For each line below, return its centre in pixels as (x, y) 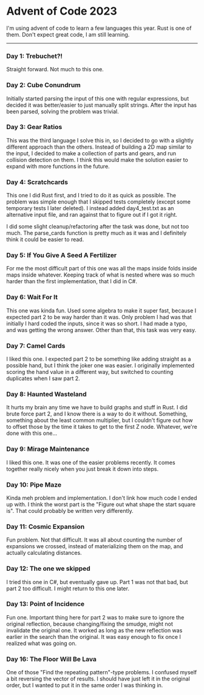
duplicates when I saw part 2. (43, 378)
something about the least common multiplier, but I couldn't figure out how (100, 420)
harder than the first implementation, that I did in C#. (72, 281)
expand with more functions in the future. (58, 166)
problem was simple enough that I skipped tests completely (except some (99, 202)
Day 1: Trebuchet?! (34, 56)
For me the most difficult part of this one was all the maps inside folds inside (102, 269)
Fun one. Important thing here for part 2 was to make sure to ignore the (95, 617)
